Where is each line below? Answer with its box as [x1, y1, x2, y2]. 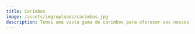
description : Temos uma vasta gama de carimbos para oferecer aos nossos [6, 19, 190, 25]
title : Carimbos [6, 8, 46, 14]
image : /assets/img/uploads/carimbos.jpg [6, 14, 109, 20]
